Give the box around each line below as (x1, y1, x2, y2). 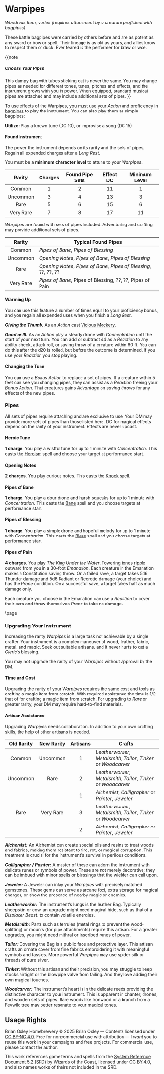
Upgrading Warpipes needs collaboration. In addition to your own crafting (5, 723, 153, 729)
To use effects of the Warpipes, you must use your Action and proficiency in (5, 103, 158, 109)
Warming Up (5, 296, 31, 302)
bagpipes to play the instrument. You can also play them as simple (5, 108, 138, 113)
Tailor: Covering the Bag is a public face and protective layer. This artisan (5, 941, 153, 947)
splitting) (5, 926, 23, 932)
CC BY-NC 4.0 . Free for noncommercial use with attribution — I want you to (5, 1034, 157, 1040)
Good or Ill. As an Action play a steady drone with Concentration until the (5, 332, 152, 337)
